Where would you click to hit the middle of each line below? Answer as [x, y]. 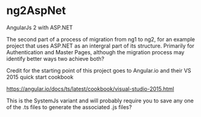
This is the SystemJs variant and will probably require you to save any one [100, 101]
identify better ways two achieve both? [55, 58]
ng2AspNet [36, 11]
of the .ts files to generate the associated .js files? [69, 107]
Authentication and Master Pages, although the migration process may [96, 52]
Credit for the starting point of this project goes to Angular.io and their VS [99, 70]
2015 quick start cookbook [40, 77]
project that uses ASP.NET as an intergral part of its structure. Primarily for [100, 46]
